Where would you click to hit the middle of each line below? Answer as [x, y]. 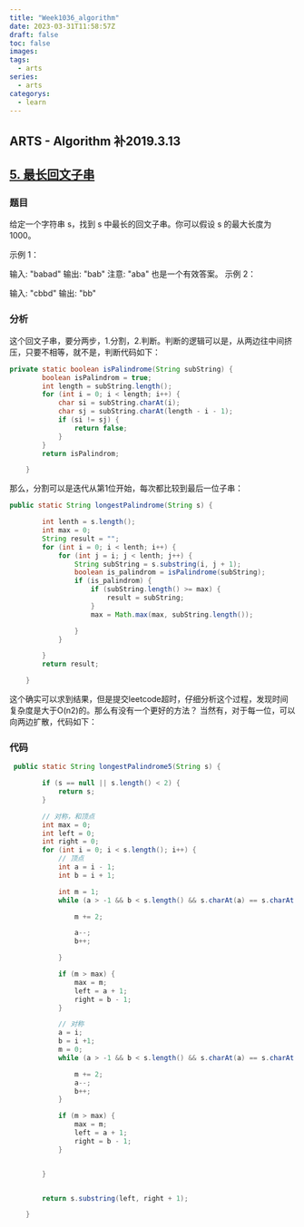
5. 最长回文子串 [52, 175]
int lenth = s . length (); [89, 522]
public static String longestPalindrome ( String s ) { [111, 506]
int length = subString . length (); [107, 386]
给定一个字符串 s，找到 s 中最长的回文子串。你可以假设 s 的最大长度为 [141, 224]
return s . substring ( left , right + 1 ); [115, 1198]
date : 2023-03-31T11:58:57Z [63, 26]
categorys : [30, 93]
